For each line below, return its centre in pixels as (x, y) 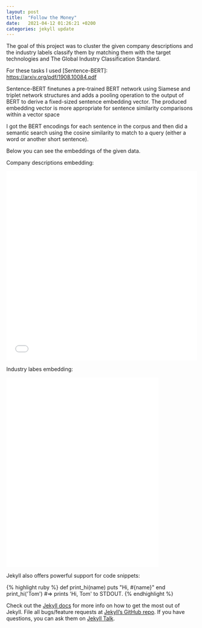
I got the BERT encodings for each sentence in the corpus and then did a (97, 126)
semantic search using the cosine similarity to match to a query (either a (96, 133)
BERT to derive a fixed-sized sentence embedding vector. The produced (96, 102)
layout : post (23, 12)
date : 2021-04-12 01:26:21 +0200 (51, 23)
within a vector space (33, 115)
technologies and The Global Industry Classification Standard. (83, 59)
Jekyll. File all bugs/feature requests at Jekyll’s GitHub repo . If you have (96, 612)
